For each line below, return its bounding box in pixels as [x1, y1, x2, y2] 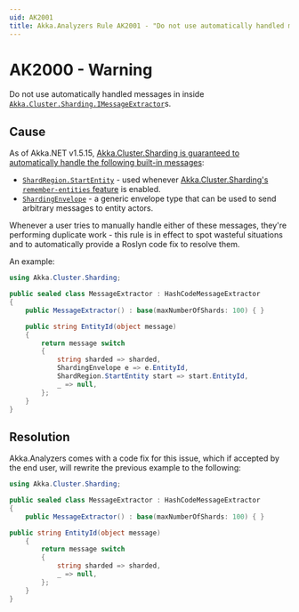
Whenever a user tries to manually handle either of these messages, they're [9, 220, 287, 231]
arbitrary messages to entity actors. [21, 203, 154, 213]
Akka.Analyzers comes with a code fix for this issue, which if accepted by [9, 453, 280, 463]
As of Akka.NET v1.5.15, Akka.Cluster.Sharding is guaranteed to [9, 148, 240, 158]
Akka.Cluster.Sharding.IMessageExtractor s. [9, 99, 172, 109]
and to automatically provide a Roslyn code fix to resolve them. [9, 239, 240, 250]
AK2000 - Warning [9, 60, 153, 80]
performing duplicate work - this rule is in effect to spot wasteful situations [9, 229, 283, 240]
